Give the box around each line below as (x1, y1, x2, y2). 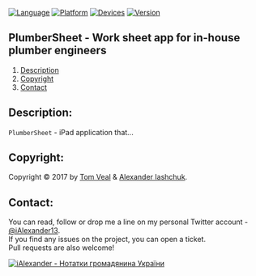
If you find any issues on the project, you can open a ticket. (8, 235, 207, 244)
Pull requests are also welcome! (8, 243, 115, 253)
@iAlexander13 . (8, 226, 61, 236)
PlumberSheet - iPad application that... (8, 127, 134, 137)
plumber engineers (8, 44, 107, 57)
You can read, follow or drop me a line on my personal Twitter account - (8, 217, 249, 227)
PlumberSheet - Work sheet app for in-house (8, 31, 241, 45)
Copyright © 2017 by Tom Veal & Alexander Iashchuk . (8, 172, 188, 182)
